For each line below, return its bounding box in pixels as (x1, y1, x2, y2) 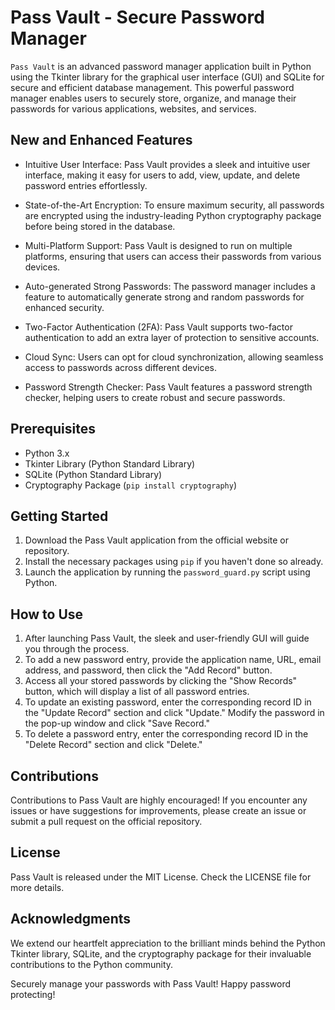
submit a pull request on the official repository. (10, 816, 203, 827)
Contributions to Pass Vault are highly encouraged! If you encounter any (10, 794, 308, 806)
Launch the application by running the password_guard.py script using (24, 566, 311, 578)
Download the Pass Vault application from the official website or (24, 534, 289, 546)
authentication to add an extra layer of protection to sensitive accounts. (24, 331, 320, 343)
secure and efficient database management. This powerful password (10, 81, 295, 93)
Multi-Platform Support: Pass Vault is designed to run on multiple (24, 239, 293, 251)
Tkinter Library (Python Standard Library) (24, 457, 196, 470)
